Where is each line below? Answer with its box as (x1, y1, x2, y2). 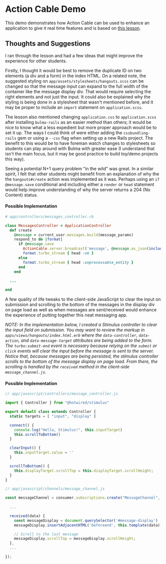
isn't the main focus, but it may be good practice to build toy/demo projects (5, 151, 158, 156)
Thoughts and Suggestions (5, 40, 90, 48)
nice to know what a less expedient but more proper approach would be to (5, 124, 157, 130)
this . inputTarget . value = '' (14, 450, 74, 455)
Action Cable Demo (5, 3, 86, 15)
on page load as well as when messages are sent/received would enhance (5, 307, 157, 313)
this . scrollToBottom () (14, 432, 61, 437)
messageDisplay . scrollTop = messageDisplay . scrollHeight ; (14, 536, 136, 541)
